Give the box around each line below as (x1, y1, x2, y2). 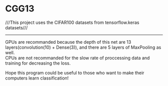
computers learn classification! (5, 75, 69, 81)
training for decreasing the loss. (5, 60, 71, 66)
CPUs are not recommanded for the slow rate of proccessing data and (5, 55, 150, 61)
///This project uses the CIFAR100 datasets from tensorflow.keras (5, 19, 139, 25)
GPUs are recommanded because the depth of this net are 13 (5, 39, 131, 45)
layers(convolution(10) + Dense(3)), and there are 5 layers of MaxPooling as (5, 44, 161, 50)
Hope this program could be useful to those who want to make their (5, 70, 144, 76)
